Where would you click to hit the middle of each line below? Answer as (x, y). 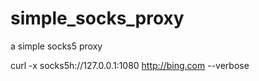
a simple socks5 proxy (56, 46)
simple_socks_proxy (97, 18)
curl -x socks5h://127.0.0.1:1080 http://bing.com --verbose (130, 65)
